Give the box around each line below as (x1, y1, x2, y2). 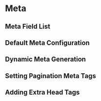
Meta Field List (5, 22, 50, 31)
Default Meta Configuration (5, 38, 90, 47)
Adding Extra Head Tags (5, 88, 80, 97)
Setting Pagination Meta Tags (5, 71, 96, 80)
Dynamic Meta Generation (5, 55, 86, 64)
